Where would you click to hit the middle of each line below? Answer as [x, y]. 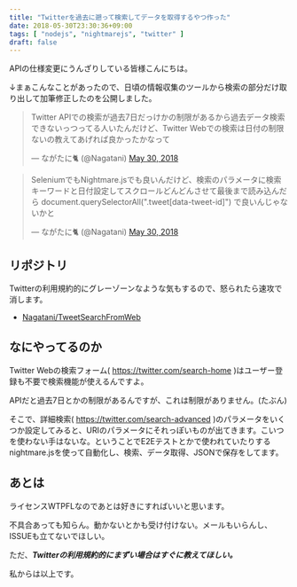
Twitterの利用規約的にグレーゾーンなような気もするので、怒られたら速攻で [146, 288]
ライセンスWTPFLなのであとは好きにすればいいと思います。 [119, 505]
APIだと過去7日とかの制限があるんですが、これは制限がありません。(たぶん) [148, 400]
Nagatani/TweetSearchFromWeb [82, 317]
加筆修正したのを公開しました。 [98, 98]
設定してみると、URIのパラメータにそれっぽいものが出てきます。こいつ [154, 430]
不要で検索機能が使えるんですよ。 [86, 381]
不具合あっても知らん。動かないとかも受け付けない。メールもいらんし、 [141, 525]
